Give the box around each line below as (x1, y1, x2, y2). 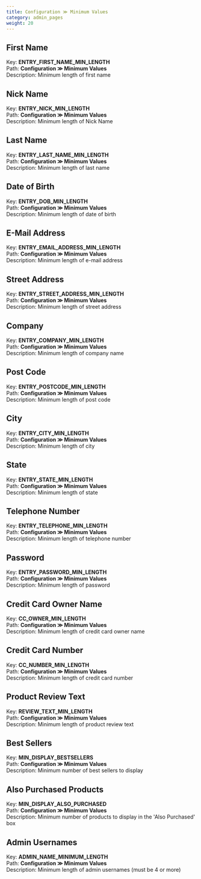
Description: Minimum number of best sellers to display (6, 767, 143, 774)
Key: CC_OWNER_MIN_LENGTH (6, 614, 86, 622)
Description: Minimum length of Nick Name (6, 118, 113, 124)
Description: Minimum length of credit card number (6, 674, 134, 681)
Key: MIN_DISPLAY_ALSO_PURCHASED (6, 800, 107, 808)
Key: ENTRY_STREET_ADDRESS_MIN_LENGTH (6, 291, 125, 298)
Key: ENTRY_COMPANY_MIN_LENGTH (6, 336, 104, 344)
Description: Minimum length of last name (6, 164, 110, 171)
